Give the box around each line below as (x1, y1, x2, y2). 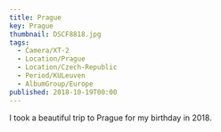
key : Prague (9, 21, 53, 30)
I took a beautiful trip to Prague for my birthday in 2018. (9, 112, 212, 123)
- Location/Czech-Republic (17, 63, 118, 72)
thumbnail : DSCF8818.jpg (9, 29, 102, 38)
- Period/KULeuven (17, 71, 86, 80)
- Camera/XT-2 (17, 46, 70, 55)
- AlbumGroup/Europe (17, 79, 94, 88)
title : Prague (9, 12, 62, 22)
